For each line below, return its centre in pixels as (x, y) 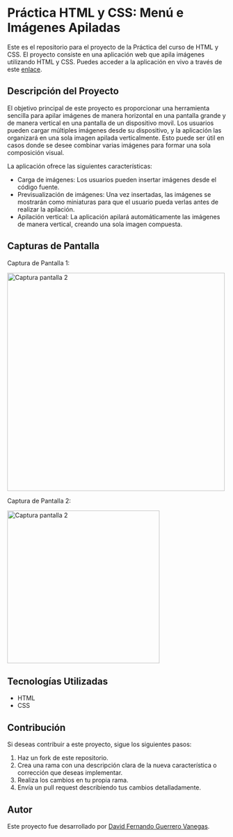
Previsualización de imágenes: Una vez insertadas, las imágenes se (114, 194)
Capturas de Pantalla (53, 246)
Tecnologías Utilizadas (58, 681)
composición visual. (36, 152)
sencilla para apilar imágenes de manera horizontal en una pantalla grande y (116, 115)
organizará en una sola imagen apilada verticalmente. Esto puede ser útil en (116, 138)
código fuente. (38, 187)
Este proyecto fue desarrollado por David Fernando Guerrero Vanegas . (109, 826)
